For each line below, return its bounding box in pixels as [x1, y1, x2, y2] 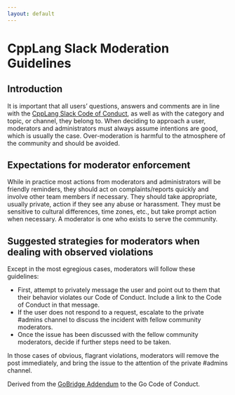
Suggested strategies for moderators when [7, 235, 200, 247]
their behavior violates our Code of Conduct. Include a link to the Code [17, 293, 222, 302]
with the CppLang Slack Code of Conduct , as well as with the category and [7, 109, 224, 118]
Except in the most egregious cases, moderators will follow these [7, 265, 196, 273]
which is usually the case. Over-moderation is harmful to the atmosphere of [7, 131, 226, 140]
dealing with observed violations [7, 246, 154, 258]
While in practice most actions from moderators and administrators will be [7, 178, 221, 186]
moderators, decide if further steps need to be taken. [17, 338, 172, 347]
